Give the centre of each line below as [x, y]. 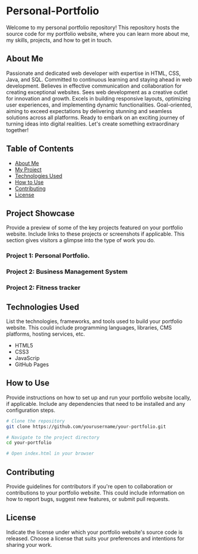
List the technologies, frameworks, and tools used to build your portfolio [94, 321]
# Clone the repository [36, 421]
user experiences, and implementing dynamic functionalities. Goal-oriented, [99, 105]
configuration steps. [31, 410]
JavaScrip [27, 358]
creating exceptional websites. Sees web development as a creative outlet [97, 92]
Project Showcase [40, 213]
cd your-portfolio [29, 443]
